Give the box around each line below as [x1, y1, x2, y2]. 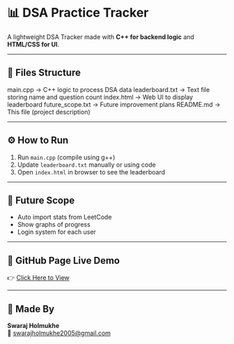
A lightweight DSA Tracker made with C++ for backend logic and [7, 32, 195, 41]
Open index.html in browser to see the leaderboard [17, 167, 166, 176]
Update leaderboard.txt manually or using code [17, 160, 156, 169]
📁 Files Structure [7, 67, 81, 79]
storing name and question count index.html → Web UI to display [7, 93, 194, 101]
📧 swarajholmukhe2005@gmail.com [7, 329, 111, 337]
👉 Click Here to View [7, 274, 70, 282]
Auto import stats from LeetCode [17, 213, 112, 221]
